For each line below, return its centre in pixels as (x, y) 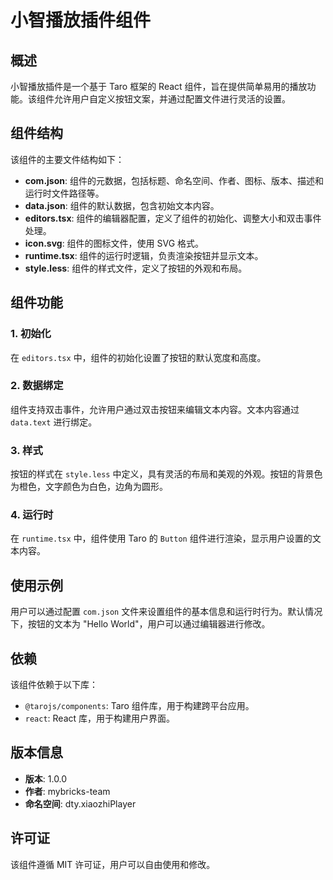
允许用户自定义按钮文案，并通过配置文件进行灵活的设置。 (172, 99)
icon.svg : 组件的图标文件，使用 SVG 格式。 (114, 243)
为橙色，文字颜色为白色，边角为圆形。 (89, 487)
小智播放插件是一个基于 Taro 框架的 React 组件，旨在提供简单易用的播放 (159, 86)
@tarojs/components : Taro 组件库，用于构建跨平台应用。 (139, 706)
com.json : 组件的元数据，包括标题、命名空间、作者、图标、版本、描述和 (174, 180)
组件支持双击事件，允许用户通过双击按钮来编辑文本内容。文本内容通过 (155, 409)
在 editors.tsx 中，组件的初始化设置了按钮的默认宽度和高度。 (138, 357)
